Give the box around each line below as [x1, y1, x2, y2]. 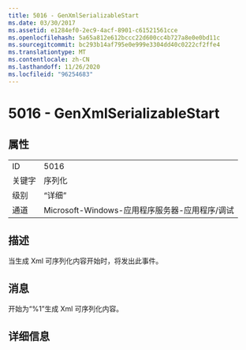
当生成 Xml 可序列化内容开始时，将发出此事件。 [8, 256, 163, 265]
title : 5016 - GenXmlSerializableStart [8, 11, 140, 20]
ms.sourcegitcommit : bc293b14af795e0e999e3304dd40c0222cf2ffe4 [8, 41, 221, 49]
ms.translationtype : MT [8, 48, 87, 56]
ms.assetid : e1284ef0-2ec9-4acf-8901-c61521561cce [8, 26, 178, 34]
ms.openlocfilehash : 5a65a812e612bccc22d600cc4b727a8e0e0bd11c [8, 33, 221, 42]
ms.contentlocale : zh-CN [8, 56, 90, 64]
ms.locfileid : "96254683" [8, 70, 93, 78]
